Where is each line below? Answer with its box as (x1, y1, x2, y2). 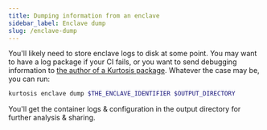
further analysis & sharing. (8, 113, 96, 123)
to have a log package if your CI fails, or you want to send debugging (8, 57, 237, 67)
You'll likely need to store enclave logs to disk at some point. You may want (8, 49, 257, 59)
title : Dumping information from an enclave (8, 11, 160, 20)
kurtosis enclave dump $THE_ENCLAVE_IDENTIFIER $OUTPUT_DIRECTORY (8, 90, 236, 98)
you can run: (8, 74, 51, 84)
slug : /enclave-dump (8, 26, 78, 35)
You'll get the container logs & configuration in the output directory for (8, 104, 241, 114)
